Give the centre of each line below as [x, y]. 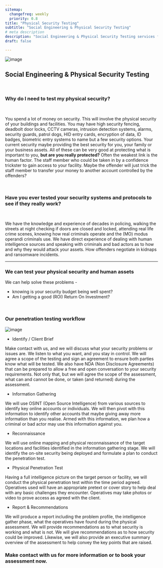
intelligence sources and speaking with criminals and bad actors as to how [80, 244]
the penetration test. [25, 458]
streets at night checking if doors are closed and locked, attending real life [79, 229]
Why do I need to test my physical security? [58, 99]
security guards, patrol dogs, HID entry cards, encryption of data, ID [73, 134]
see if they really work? [33, 204]
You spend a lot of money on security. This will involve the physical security [81, 119]
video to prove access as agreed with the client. [53, 498]
